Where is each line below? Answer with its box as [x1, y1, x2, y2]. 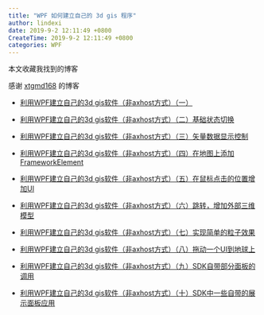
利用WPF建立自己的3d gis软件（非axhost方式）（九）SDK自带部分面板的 [19, 262, 256, 271]
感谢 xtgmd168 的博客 [8, 81, 80, 91]
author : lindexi [8, 19, 62, 27]
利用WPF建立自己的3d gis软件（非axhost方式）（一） [19, 98, 193, 107]
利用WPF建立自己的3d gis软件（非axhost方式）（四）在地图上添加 [19, 149, 235, 158]
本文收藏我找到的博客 [8, 64, 78, 74]
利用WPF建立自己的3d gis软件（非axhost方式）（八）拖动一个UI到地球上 [19, 244, 256, 255]
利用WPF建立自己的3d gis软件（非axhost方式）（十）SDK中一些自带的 [19, 288, 249, 298]
